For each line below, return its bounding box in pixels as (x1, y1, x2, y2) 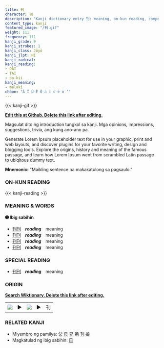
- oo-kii (5, 75, 23, 80)
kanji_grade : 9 (5, 39, 36, 44)
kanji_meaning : (5, 80, 36, 85)
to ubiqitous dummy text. (5, 157, 55, 163)
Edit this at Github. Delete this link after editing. (5, 112, 103, 118)
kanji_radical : (5, 57, 36, 62)
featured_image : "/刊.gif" (5, 25, 60, 30)
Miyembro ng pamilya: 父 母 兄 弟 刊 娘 (12, 331, 90, 337)
